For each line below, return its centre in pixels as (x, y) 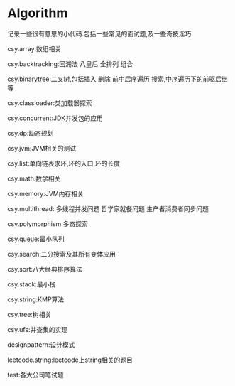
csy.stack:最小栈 (32, 284)
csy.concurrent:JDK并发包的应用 (55, 118)
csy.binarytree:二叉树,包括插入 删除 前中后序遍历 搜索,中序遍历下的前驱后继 (118, 79)
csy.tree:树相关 (29, 314)
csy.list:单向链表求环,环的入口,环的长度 (64, 163)
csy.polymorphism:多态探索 (48, 224)
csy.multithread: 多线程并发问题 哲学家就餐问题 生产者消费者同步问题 (108, 208)
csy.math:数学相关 (34, 178)
